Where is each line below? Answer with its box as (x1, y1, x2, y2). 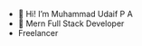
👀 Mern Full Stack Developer (17, 18, 125, 29)
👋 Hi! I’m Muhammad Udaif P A (17, 9, 133, 19)
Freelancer (17, 28, 59, 38)
